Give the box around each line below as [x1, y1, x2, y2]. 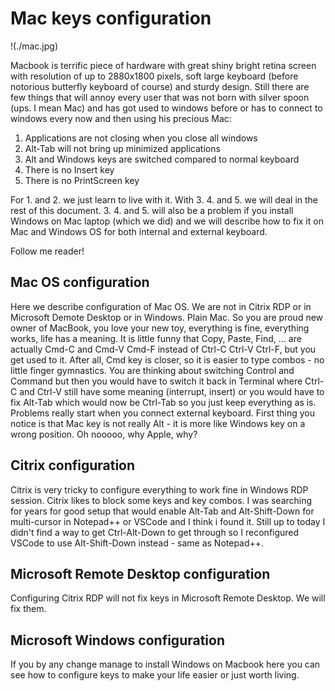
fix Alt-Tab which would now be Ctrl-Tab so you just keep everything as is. [10, 396, 317, 408]
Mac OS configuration [10, 274, 150, 291]
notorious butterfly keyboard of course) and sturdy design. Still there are [10, 80, 310, 92]
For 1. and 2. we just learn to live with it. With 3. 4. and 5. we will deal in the [10, 193, 319, 206]
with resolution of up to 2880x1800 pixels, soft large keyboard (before [10, 70, 299, 82]
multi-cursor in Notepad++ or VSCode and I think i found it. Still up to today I [10, 515, 326, 527]
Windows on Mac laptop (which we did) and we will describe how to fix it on [10, 215, 324, 227]
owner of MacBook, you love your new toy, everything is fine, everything [10, 322, 310, 334]
